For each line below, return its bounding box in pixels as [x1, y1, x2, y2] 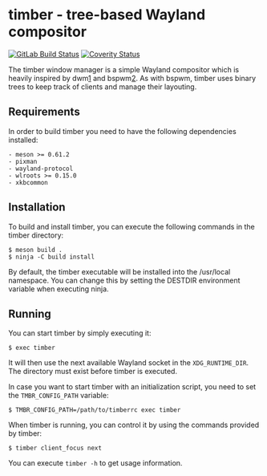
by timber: [8, 429, 42, 438]
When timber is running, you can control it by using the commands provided [8, 420, 260, 430]
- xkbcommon [8, 178, 48, 186]
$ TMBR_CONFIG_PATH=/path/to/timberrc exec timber [8, 406, 181, 414]
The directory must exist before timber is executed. [8, 367, 178, 376]
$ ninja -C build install [8, 253, 95, 261]
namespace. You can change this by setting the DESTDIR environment [8, 275, 241, 285]
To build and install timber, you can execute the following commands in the [8, 222, 255, 231]
